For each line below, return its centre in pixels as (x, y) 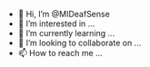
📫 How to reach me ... (60, 53)
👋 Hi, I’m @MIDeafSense (64, 14)
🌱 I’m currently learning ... (66, 33)
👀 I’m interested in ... (56, 24)
